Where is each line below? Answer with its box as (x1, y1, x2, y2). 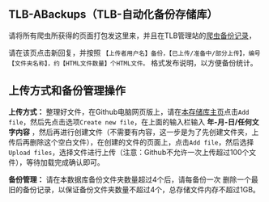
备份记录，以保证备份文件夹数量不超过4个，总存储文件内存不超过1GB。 (22, 184, 261, 194)
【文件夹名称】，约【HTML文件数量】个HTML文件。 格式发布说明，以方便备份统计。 (8, 57, 258, 67)
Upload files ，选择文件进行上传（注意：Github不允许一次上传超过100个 (8, 147, 250, 157)
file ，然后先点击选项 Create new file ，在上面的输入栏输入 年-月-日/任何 (8, 116, 253, 127)
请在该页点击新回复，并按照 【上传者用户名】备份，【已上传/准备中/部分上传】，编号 (8, 48, 261, 57)
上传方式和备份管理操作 (8, 84, 126, 98)
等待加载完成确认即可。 (25, 157, 105, 167)
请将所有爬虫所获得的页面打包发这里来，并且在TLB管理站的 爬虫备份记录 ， (8, 31, 257, 40)
